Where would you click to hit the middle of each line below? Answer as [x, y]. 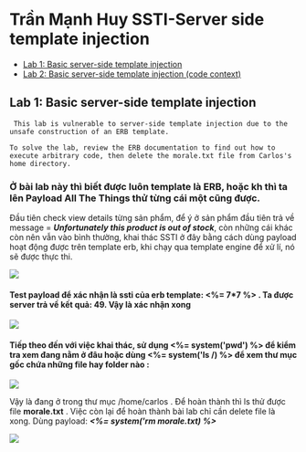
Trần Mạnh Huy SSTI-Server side [137, 20]
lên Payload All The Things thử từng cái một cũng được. [135, 198]
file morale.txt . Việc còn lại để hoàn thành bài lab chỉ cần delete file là [142, 412]
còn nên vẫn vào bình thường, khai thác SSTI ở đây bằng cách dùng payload [153, 237]
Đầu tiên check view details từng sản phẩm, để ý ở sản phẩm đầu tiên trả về [152, 218]
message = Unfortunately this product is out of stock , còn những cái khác [152, 227]
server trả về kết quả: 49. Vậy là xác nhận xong [100, 304]
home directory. [40, 163]
